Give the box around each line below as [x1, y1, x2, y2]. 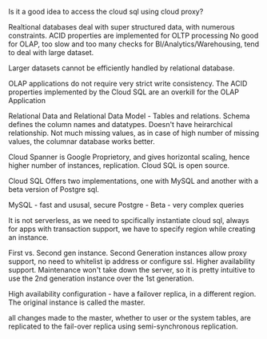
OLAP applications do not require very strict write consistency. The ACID [8, 79, 248, 88]
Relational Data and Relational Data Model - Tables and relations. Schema [8, 111, 250, 121]
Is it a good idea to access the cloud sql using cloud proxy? [8, 7, 204, 16]
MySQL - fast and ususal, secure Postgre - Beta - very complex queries [8, 200, 245, 209]
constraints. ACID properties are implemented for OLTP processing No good [8, 31, 259, 40]
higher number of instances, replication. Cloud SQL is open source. [8, 161, 230, 170]
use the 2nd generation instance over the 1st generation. [8, 273, 194, 283]
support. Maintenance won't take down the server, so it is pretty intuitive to [8, 265, 256, 274]
